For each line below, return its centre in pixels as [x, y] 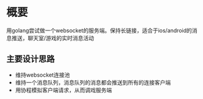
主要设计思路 [31, 59]
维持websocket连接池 [42, 75]
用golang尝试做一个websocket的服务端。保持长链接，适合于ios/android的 [99, 30]
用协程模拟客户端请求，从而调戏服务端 [63, 90]
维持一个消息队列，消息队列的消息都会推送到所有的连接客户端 [93, 82]
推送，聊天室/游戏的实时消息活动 [53, 38]
